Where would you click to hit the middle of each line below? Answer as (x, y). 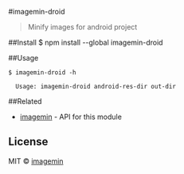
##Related (25, 101)
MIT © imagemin (36, 161)
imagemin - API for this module (70, 117)
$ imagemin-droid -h (43, 73)
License (28, 142)
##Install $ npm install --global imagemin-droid (86, 42)
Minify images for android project (82, 27)
